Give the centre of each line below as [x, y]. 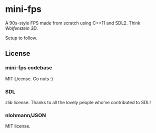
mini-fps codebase [29, 68]
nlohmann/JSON [26, 115]
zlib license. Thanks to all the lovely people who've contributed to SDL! [78, 102]
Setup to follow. [21, 38]
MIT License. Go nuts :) [29, 79]
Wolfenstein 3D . [22, 28]
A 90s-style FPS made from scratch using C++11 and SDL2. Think [73, 23]
